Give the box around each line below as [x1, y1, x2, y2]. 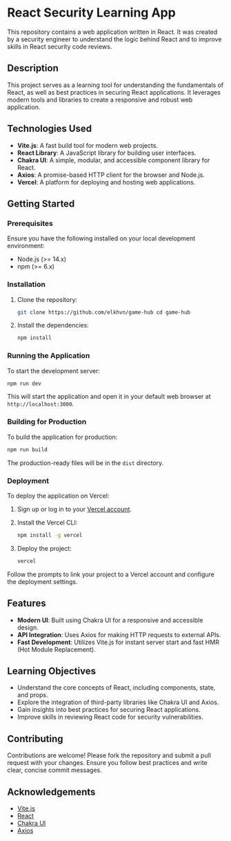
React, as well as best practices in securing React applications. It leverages [7, 88, 221, 96]
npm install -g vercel [17, 531, 83, 538]
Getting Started [7, 198, 75, 209]
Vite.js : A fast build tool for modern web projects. [17, 141, 159, 149]
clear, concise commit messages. [7, 766, 102, 775]
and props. [17, 691, 48, 699]
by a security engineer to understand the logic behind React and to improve [7, 35, 222, 43]
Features [7, 598, 46, 610]
